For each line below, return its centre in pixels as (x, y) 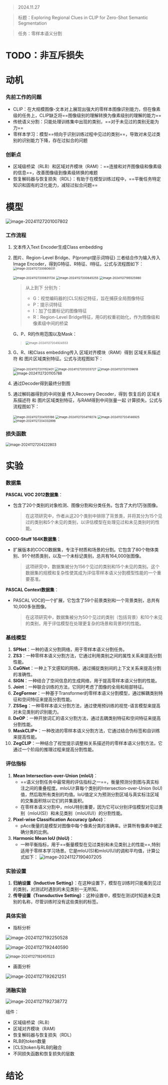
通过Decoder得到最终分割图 (41, 383)
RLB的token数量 (29, 1041)
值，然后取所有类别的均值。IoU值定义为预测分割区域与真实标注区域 (90, 794)
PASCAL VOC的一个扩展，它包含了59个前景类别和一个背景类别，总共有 (86, 600)
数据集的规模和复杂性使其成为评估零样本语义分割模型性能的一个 (91, 573)
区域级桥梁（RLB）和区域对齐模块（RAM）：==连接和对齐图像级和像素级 (87, 166)
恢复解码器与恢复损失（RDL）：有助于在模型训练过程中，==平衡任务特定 (87, 179)
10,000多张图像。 (31, 606)
